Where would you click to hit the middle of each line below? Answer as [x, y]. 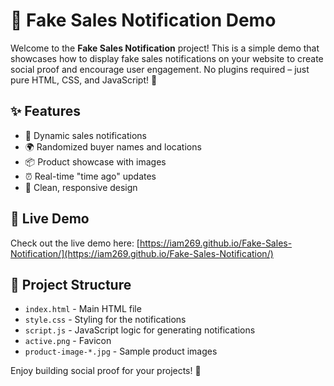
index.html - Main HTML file [83, 309]
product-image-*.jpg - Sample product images [121, 351]
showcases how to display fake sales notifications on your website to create [167, 58]
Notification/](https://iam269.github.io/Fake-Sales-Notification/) [142, 253]
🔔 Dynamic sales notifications [85, 135]
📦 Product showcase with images [95, 161]
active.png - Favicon [68, 341]
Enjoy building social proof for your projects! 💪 [106, 371]
